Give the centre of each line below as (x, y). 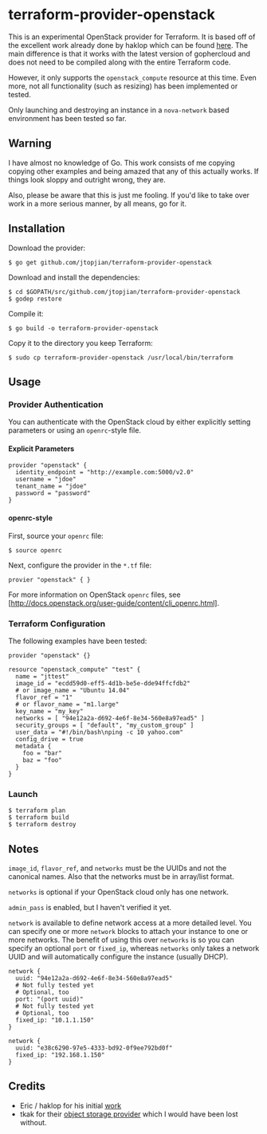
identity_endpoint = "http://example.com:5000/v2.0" (105, 473)
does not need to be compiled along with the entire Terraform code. (120, 62)
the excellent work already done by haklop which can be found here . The (128, 45)
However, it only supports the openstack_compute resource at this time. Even (132, 77)
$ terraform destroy (43, 825)
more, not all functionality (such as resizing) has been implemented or (123, 86)
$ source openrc (35, 550)
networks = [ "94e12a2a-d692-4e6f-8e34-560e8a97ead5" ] (110, 718)
